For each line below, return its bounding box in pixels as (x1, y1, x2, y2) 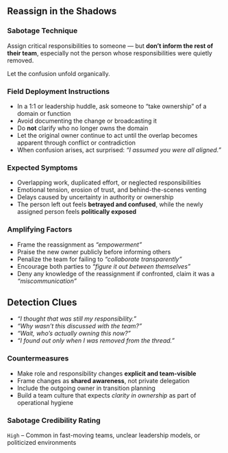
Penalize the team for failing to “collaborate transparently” (16, 255, 183, 263)
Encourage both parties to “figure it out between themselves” (16, 262, 191, 270)
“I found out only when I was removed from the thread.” (16, 336, 175, 345)
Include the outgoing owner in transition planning (16, 384, 156, 392)
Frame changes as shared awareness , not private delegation (16, 376, 190, 384)
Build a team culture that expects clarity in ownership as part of (16, 391, 197, 400)
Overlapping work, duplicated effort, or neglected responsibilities (16, 178, 201, 187)
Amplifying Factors (7, 225, 73, 234)
